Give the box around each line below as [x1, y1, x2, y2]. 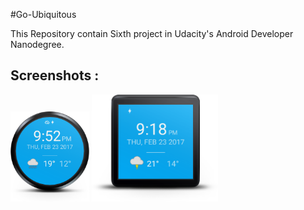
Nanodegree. [10, 39, 65, 50]
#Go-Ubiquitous [10, 9, 77, 20]
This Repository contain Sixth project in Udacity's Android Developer [10, 28, 294, 39]
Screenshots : [10, 67, 100, 84]
